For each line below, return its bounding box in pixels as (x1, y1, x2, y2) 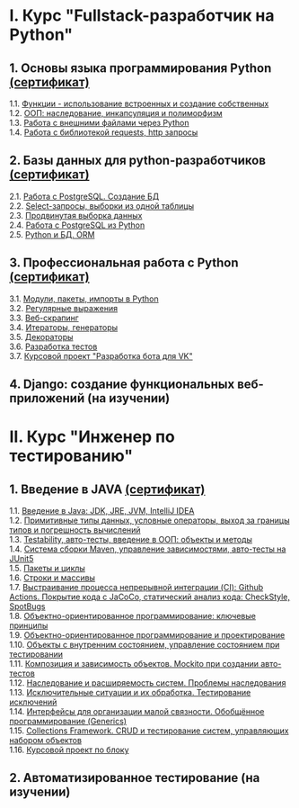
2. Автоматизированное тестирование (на (9, 770, 260, 786)
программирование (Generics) (9, 716, 128, 727)
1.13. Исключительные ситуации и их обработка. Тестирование (9, 687, 251, 698)
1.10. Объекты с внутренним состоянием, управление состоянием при (9, 640, 280, 651)
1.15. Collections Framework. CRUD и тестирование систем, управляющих (9, 725, 289, 736)
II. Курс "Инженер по (9, 426, 175, 447)
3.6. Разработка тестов (9, 341, 98, 352)
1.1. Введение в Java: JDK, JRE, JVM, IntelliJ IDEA (9, 506, 195, 516)
